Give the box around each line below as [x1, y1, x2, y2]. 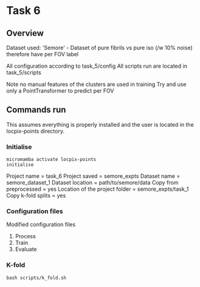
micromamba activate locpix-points [6, 157, 97, 163]
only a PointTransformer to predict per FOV [6, 87, 114, 94]
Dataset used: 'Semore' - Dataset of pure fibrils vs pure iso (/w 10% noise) [6, 44, 193, 51]
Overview [6, 28, 44, 38]
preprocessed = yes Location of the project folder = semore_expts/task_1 [6, 185, 189, 193]
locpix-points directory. [6, 127, 65, 135]
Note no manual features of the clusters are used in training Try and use [6, 80, 187, 88]
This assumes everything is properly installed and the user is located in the [6, 121, 195, 128]
